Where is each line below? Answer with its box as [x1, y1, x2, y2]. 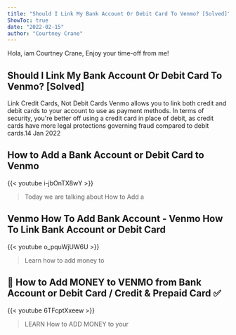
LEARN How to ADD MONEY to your [24, 320, 129, 328]
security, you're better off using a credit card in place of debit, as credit [7, 114, 214, 123]
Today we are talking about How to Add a [24, 192, 145, 201]
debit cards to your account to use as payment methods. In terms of [7, 107, 204, 115]
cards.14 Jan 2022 [7, 129, 61, 138]
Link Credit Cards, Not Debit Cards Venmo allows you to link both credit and [7, 99, 227, 107]
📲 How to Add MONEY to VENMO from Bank [7, 277, 202, 289]
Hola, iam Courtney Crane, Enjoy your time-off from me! [7, 49, 169, 58]
